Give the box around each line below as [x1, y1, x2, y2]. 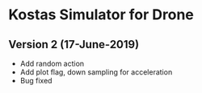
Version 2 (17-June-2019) [8, 38, 140, 51]
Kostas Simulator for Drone [8, 6, 194, 24]
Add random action [19, 59, 85, 68]
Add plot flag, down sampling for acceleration [19, 67, 173, 77]
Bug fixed [19, 76, 53, 85]
